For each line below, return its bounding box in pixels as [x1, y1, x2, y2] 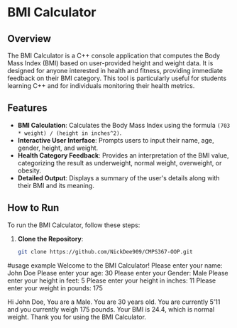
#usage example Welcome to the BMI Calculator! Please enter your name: [7, 261, 223, 270]
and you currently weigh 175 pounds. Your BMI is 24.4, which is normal [7, 305, 215, 313]
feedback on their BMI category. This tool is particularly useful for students [7, 74, 227, 82]
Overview [7, 33, 52, 45]
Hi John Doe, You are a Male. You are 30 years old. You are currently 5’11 [7, 297, 221, 306]
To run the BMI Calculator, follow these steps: [7, 221, 140, 229]
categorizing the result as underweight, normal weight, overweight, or [17, 158, 222, 167]
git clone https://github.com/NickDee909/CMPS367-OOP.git [17, 248, 193, 256]
